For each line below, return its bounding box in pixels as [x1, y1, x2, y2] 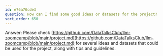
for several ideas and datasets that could [75, 40, 159, 46]
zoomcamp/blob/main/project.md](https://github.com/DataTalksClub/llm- [5, 35, 154, 41]
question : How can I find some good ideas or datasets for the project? [5, 12, 158, 17]
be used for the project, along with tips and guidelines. [5, 45, 116, 52]
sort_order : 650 [5, 16, 38, 21]
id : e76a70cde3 [5, 7, 36, 12]
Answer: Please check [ [5, 30, 53, 36]
